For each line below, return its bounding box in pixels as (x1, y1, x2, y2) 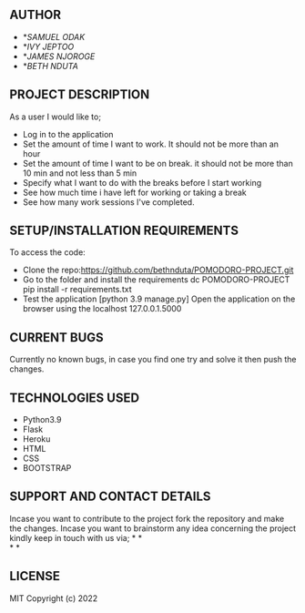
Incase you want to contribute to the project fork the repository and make (9, 513, 285, 524)
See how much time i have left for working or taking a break (22, 187, 248, 198)
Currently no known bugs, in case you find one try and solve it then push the (9, 354, 297, 365)
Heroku (22, 434, 51, 444)
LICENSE (9, 568, 61, 584)
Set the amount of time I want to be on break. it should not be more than (22, 158, 293, 169)
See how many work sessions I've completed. (22, 196, 195, 208)
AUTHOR (9, 7, 62, 23)
